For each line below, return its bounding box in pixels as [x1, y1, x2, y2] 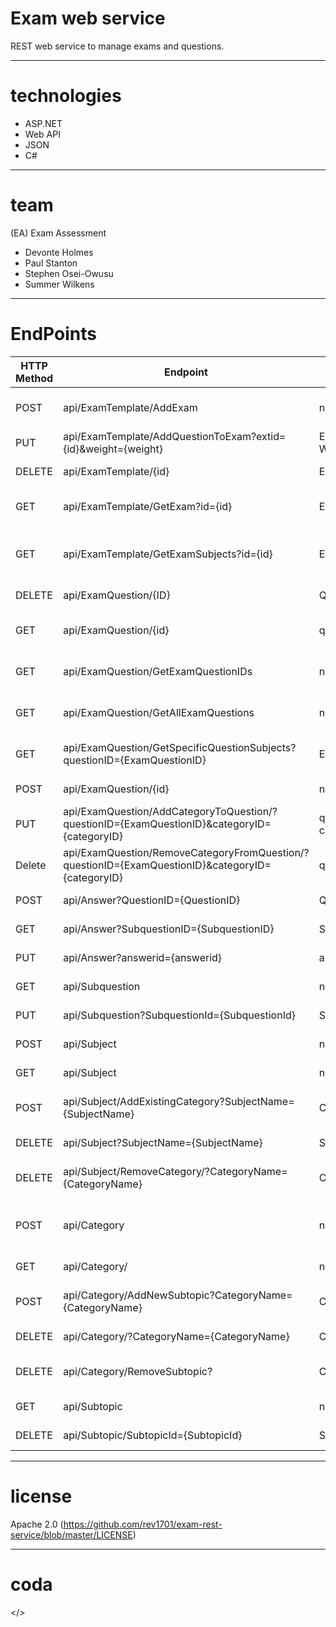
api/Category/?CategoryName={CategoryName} [63, 1329, 290, 1343]
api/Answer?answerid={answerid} [63, 950, 223, 964]
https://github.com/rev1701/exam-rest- [63, 1518, 223, 1530]
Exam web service [10, 7, 166, 30]
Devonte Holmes [24, 246, 94, 258]
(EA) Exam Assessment [10, 227, 107, 239]
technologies [10, 85, 122, 107]
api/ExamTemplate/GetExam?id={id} [63, 499, 233, 513]
